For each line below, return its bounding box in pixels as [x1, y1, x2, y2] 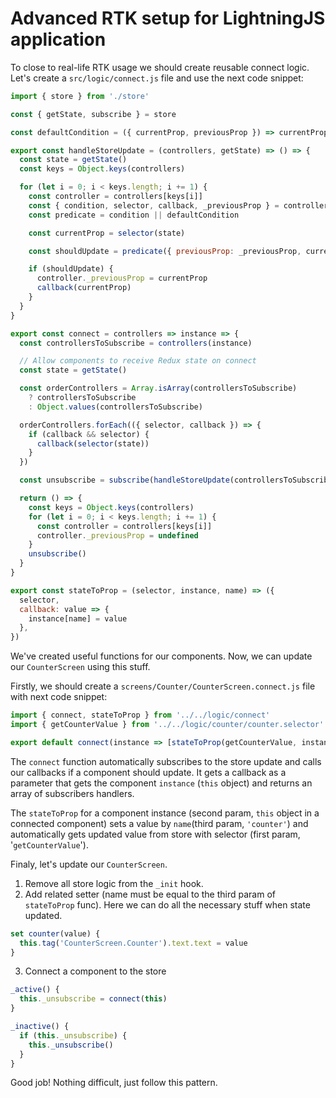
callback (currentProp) [36, 283, 132, 293]
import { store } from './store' [10, 91, 150, 101]
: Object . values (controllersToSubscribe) [28, 402, 203, 412]
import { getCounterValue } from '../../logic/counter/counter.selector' [10, 720, 325, 730]
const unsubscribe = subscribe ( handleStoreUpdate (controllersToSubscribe [19, 475, 333, 486]
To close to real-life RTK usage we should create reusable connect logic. [10, 61, 310, 73]
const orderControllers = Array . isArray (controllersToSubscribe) [19, 383, 298, 394]
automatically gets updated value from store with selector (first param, [10, 828, 301, 840]
